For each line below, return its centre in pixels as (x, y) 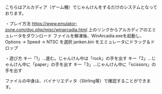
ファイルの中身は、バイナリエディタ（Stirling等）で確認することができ (76, 81)
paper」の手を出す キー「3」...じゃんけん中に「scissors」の (95, 64)
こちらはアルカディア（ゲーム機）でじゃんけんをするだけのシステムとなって (81, 7)
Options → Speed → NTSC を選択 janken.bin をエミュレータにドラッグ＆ (78, 42)
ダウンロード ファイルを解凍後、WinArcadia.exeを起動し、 (85, 36)
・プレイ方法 (18, 24)
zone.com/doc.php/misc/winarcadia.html (46, 30)
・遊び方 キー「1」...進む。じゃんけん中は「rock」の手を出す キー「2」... (78, 58)
